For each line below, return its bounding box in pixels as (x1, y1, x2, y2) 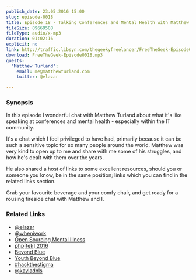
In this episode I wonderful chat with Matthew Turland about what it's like (6, 112, 182, 119)
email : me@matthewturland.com (16, 69, 90, 74)
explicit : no (6, 42, 38, 47)
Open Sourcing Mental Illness (14, 235, 86, 243)
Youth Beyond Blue (14, 254, 61, 261)
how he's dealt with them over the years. (6, 154, 104, 161)
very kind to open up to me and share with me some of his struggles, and (6, 148, 182, 155)
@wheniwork (14, 230, 47, 237)
